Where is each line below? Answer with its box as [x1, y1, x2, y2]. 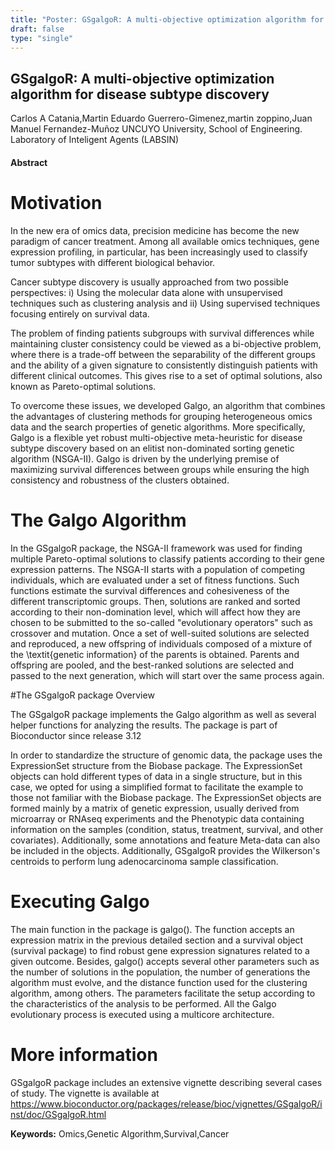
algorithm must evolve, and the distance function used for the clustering [10, 976, 308, 988]
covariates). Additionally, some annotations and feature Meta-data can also [10, 834, 321, 846]
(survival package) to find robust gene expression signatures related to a [10, 944, 310, 956]
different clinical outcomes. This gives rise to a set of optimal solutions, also [10, 369, 323, 381]
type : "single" [10, 33, 74, 43]
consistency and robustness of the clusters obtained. [10, 474, 230, 486]
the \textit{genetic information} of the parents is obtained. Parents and [10, 648, 300, 660]
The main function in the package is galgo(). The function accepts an [10, 923, 295, 935]
